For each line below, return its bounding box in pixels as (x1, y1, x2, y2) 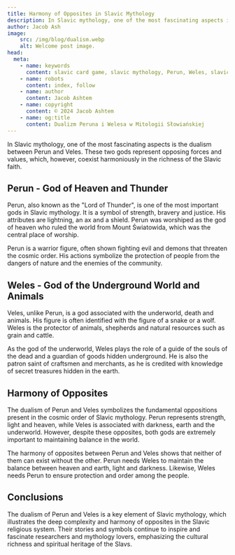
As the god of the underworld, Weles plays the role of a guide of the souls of (7, 345, 228, 353)
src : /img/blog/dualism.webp (20, 36, 105, 43)
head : (7, 50, 23, 57)
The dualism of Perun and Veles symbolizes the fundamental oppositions (7, 405, 218, 414)
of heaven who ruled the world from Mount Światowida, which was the (7, 223, 211, 231)
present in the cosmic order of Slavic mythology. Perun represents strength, (7, 413, 226, 421)
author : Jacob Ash (7, 23, 61, 30)
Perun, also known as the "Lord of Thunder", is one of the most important (7, 201, 219, 210)
